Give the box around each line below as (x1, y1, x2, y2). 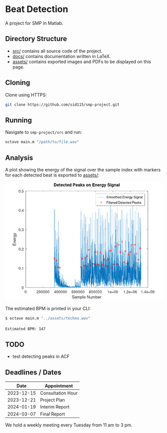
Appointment (44, 382, 73, 389)
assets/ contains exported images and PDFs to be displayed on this (12, 59, 151, 65)
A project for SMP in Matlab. (5, 20, 63, 26)
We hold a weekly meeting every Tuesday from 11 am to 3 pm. (5, 422, 132, 428)
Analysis (5, 153, 33, 162)
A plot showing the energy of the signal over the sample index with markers (5, 166, 161, 172)
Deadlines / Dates (5, 368, 61, 376)
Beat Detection (5, 4, 68, 15)
